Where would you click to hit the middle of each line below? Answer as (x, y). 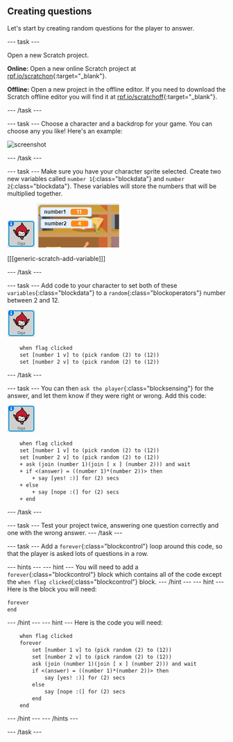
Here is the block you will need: (52, 589)
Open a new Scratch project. (48, 55)
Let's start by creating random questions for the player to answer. (101, 28)
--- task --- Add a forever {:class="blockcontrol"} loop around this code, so (115, 546)
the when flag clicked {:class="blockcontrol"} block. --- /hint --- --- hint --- (115, 582)
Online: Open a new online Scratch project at (72, 68)
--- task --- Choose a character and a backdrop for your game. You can (110, 124)
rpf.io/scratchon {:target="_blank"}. (57, 76)
